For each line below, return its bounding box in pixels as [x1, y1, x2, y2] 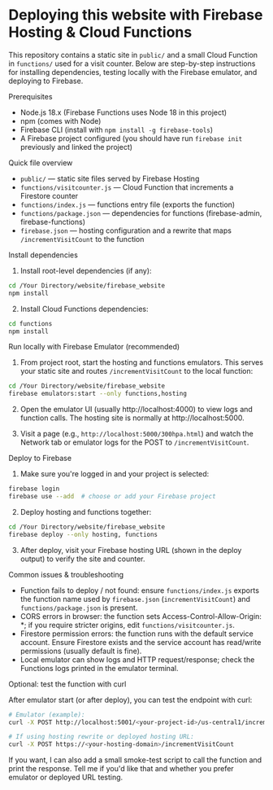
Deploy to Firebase [8, 454, 71, 463]
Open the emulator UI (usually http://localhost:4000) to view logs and [19, 405, 253, 415]
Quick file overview [8, 157, 73, 168]
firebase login [8, 485, 60, 494]
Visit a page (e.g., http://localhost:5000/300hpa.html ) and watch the [19, 429, 253, 439]
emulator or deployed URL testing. [8, 772, 123, 783]
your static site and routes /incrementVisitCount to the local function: [19, 366, 253, 376]
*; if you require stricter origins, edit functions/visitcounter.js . [19, 620, 236, 630]
